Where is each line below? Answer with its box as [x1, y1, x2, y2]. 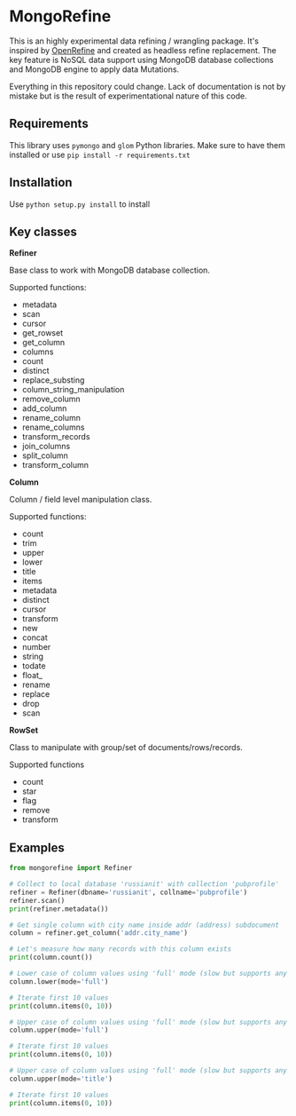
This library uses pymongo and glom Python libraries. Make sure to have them [9, 139, 286, 150]
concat [21, 632, 49, 643]
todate [21, 661, 46, 671]
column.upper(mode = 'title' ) [9, 1074, 113, 1083]
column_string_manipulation [21, 384, 125, 395]
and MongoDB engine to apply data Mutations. [9, 64, 180, 75]
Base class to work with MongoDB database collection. [9, 265, 211, 276]
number [21, 642, 51, 653]
